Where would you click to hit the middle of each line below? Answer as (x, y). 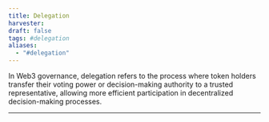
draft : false (30, 31)
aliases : (23, 46)
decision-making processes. (55, 102)
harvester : (26, 23)
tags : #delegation (39, 38)
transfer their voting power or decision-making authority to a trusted (121, 84)
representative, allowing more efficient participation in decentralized (121, 93)
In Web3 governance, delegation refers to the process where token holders (132, 76)
